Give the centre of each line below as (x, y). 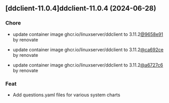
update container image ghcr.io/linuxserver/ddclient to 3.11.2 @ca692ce (88, 49)
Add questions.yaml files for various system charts (67, 95)
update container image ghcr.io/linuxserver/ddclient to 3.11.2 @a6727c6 (88, 65)
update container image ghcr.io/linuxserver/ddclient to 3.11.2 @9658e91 (88, 34)
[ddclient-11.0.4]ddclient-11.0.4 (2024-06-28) (81, 8)
